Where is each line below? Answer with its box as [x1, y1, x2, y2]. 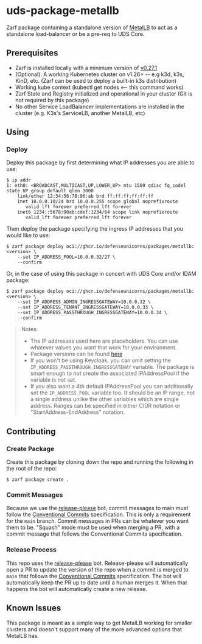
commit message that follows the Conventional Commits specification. [6, 530, 183, 537]
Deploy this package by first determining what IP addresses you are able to [6, 159, 195, 166]
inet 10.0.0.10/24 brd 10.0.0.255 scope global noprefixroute [17, 198, 178, 205]
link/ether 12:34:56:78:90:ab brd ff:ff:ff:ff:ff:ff [17, 193, 154, 200]
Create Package [6, 444, 55, 453]
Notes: [21, 326, 38, 333]
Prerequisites [6, 48, 58, 58]
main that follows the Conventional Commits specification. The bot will [6, 572, 181, 579]
